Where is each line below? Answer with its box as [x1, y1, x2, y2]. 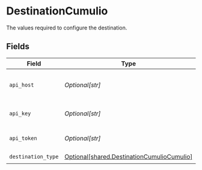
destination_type [9, 153, 59, 160]
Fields [6, 41, 30, 52]
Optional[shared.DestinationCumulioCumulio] [64, 153, 193, 161]
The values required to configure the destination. [6, 24, 127, 31]
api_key [9, 110, 31, 117]
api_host [9, 81, 34, 88]
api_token [9, 135, 37, 142]
